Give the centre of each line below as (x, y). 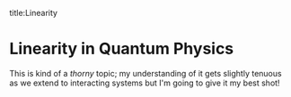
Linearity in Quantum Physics (122, 49)
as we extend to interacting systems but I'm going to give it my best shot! (145, 83)
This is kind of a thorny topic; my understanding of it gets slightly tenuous (145, 73)
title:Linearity (34, 13)
